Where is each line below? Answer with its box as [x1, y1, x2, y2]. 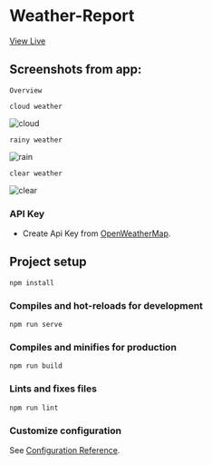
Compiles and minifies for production [9, 341, 177, 354]
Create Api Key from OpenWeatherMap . [22, 228, 171, 239]
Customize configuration [9, 424, 122, 437]
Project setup [9, 254, 88, 270]
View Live [9, 35, 46, 46]
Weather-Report [9, 5, 135, 26]
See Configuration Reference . [9, 445, 120, 456]
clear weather [9, 169, 63, 178]
